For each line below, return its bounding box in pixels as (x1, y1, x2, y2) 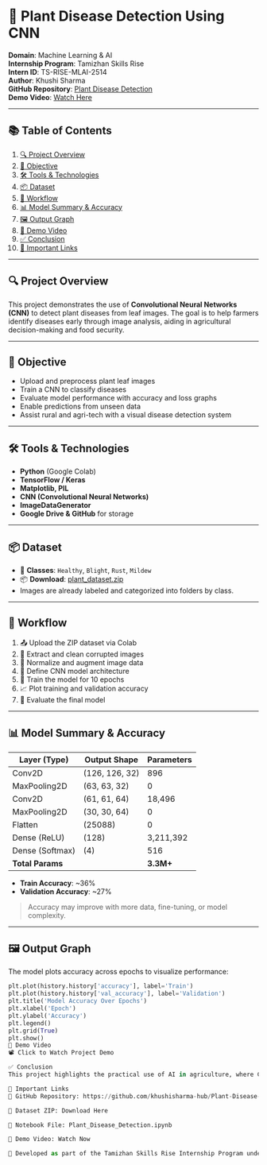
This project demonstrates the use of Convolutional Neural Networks (8, 300, 238, 309)
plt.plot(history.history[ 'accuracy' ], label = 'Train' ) (8, 982, 194, 990)
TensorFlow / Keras (19, 475, 86, 485)
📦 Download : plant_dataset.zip (19, 575, 124, 583)
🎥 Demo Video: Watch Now (8, 1136, 91, 1144)
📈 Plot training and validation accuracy (19, 683, 149, 693)
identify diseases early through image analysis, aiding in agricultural (8, 316, 231, 326)
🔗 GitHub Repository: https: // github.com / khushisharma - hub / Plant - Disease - (8, 1092, 261, 1100)
